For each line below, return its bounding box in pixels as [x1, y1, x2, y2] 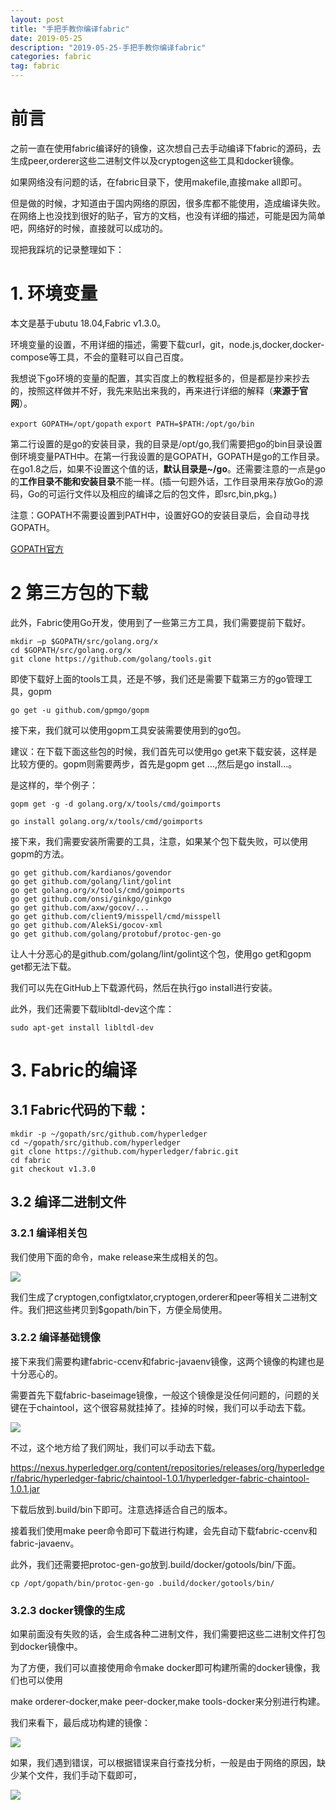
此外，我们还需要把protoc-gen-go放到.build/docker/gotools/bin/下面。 [10, 1558, 302, 1570]
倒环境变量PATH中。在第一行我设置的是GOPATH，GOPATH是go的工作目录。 [10, 450, 325, 462]
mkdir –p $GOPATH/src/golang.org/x [10, 636, 159, 646]
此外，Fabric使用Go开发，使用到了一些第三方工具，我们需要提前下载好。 [10, 616, 311, 628]
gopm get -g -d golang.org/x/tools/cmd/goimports [10, 799, 222, 809]
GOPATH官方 [10, 542, 64, 555]
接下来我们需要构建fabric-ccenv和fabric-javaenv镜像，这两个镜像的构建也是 [10, 1355, 325, 1367]
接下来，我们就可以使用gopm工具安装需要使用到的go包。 [10, 724, 247, 736]
